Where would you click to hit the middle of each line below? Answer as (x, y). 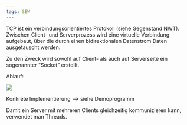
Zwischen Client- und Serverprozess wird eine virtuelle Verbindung (88, 34)
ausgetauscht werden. (33, 47)
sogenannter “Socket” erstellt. (43, 65)
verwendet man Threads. (37, 116)
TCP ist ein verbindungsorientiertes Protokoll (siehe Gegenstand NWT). (93, 28)
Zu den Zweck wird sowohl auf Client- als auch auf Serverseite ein (87, 58)
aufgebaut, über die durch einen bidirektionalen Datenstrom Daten (86, 41)
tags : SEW (18, 11)
